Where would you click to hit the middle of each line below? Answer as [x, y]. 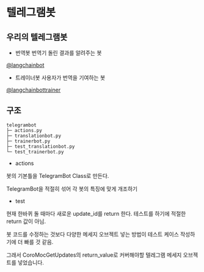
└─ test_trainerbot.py [35, 152]
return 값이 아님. [26, 221]
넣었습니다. [31, 262]
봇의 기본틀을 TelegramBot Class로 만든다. [58, 175]
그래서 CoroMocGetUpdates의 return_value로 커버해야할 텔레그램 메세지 [94, 255]
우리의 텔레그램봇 [37, 37]
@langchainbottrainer [34, 90]
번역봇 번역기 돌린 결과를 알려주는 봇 [58, 53]
